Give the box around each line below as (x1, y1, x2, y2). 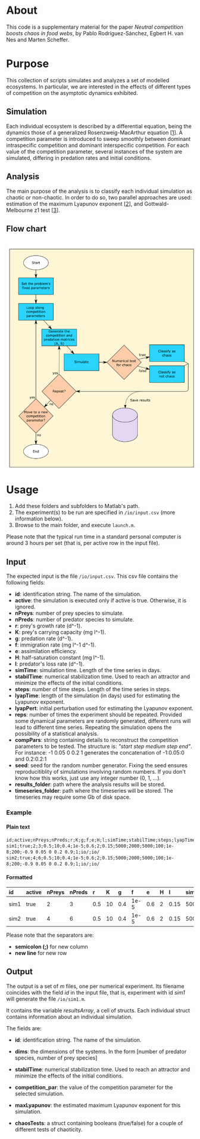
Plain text (6, 823, 30, 830)
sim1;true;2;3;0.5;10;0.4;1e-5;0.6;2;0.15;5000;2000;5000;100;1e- (6, 843, 174, 849)
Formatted (6, 873, 33, 881)
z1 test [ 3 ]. (34, 207, 61, 214)
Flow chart (6, 223, 46, 233)
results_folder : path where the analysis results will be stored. (14, 781, 165, 788)
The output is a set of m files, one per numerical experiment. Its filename (6, 983, 185, 990)
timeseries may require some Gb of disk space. (14, 793, 131, 801)
